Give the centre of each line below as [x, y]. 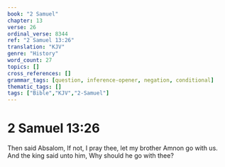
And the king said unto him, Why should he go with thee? [90, 156]
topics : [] [23, 67]
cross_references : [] [39, 73]
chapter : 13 [25, 21]
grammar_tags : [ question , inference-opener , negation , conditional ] [111, 80]
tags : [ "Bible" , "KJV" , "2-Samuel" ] [59, 93]
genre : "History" [33, 54]
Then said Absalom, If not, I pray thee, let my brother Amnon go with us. [112, 148]
